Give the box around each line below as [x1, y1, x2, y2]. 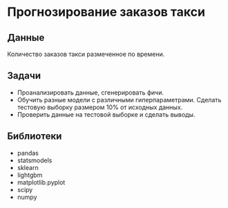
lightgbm [17, 171, 43, 179]
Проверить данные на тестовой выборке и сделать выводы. [17, 110, 196, 118]
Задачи [7, 70, 41, 82]
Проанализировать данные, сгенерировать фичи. [17, 88, 164, 97]
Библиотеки [7, 131, 62, 142]
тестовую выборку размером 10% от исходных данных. [17, 103, 183, 111]
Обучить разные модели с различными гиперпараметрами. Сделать [17, 95, 222, 104]
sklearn [17, 163, 39, 171]
